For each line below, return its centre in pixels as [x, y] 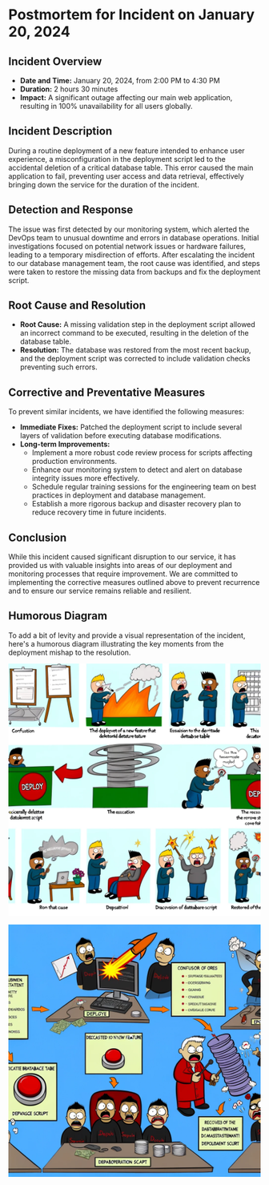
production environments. [74, 462]
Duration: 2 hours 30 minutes [69, 89]
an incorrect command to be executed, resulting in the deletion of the [134, 333]
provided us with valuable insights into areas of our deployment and [120, 566]
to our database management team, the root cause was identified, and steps [134, 263]
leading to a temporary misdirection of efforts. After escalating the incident [132, 255]
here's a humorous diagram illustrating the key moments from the [116, 643]
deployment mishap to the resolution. [70, 652]
